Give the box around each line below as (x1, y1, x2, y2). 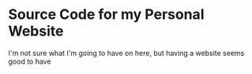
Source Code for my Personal (8, 6, 205, 24)
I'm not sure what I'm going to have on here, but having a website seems (8, 48, 245, 57)
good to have (8, 57, 51, 66)
